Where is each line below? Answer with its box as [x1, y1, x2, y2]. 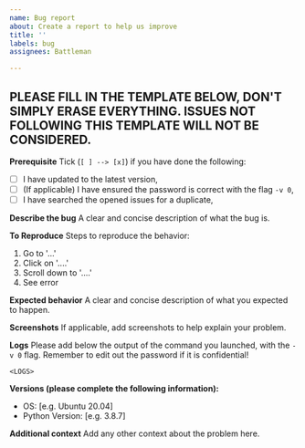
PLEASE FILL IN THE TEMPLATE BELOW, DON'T [9, 89, 282, 105]
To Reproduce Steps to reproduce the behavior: [9, 230, 190, 242]
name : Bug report [9, 13, 76, 23]
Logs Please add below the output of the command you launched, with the [9, 339, 290, 351]
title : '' [9, 30, 47, 39]
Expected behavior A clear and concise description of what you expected [9, 295, 289, 306]
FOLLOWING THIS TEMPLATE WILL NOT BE [9, 118, 260, 133]
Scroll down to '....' [22, 267, 93, 278]
